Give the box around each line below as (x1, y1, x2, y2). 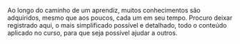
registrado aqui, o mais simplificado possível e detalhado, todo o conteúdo (7, 21, 227, 29)
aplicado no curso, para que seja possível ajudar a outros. (7, 28, 178, 37)
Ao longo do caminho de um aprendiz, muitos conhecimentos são (7, 6, 201, 14)
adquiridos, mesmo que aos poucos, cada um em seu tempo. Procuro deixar (7, 13, 233, 22)
